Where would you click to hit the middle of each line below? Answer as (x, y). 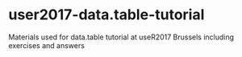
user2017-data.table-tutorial (106, 15)
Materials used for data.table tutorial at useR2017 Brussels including (121, 37)
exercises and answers (46, 45)
